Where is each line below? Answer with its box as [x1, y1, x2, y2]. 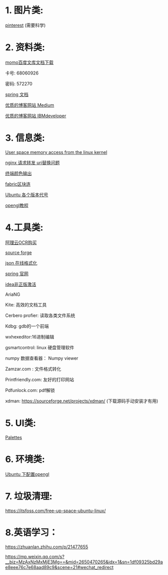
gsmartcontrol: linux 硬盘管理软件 [5, 344, 74, 350]
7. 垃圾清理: [5, 490, 53, 502]
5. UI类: [5, 417, 36, 429]
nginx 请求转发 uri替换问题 [5, 159, 60, 166]
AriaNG [5, 291, 21, 297]
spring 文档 [5, 91, 29, 97]
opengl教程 [5, 202, 29, 208]
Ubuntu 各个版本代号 [5, 192, 49, 198]
